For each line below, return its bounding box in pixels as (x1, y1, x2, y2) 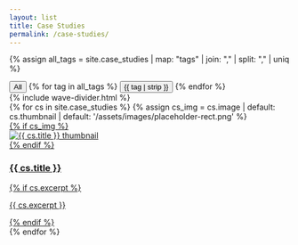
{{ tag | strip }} (124, 82, 169, 92)
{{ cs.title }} (9, 162, 62, 175)
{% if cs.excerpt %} (9, 182, 82, 192)
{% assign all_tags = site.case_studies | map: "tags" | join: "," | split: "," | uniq (9, 54, 290, 65)
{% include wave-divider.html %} (9, 93, 131, 103)
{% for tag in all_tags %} (28, 81, 118, 92)
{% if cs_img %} (9, 121, 69, 132)
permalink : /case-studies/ (9, 29, 109, 38)
